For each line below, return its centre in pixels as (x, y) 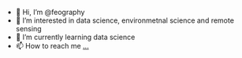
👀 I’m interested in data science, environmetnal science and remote (125, 20)
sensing (28, 29)
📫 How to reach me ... (52, 46)
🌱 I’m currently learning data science (75, 37)
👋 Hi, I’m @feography (50, 12)
